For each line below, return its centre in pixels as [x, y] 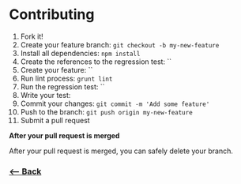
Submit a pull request [55, 120]
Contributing [52, 15]
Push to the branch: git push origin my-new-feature [106, 111]
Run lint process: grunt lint [66, 78]
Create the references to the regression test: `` [96, 62]
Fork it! [32, 36]
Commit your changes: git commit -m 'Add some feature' [115, 103]
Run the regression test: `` [62, 86]
